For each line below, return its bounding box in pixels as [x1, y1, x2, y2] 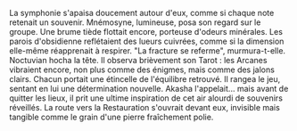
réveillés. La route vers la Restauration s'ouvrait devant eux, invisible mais [9, 102, 281, 112]
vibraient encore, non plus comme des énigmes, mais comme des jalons [9, 64, 275, 75]
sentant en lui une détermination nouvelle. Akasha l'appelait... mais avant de [9, 84, 289, 94]
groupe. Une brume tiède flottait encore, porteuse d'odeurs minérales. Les [9, 27, 284, 37]
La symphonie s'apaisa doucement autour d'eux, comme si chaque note [9, 8, 275, 18]
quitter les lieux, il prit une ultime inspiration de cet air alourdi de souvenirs [9, 93, 284, 103]
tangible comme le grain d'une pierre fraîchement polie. [9, 111, 214, 122]
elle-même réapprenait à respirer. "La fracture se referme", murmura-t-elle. [9, 45, 286, 56]
